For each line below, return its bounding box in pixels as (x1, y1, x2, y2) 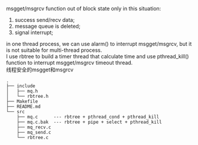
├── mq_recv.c (16, 124, 51, 130)
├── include (6, 83, 35, 89)
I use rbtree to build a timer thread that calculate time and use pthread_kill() (6, 53, 189, 60)
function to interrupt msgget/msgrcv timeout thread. (6, 59, 133, 66)
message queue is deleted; (14, 23, 81, 29)
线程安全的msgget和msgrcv (6, 66, 74, 73)
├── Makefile (6, 98, 38, 104)
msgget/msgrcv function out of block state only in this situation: (6, 5, 161, 12)
